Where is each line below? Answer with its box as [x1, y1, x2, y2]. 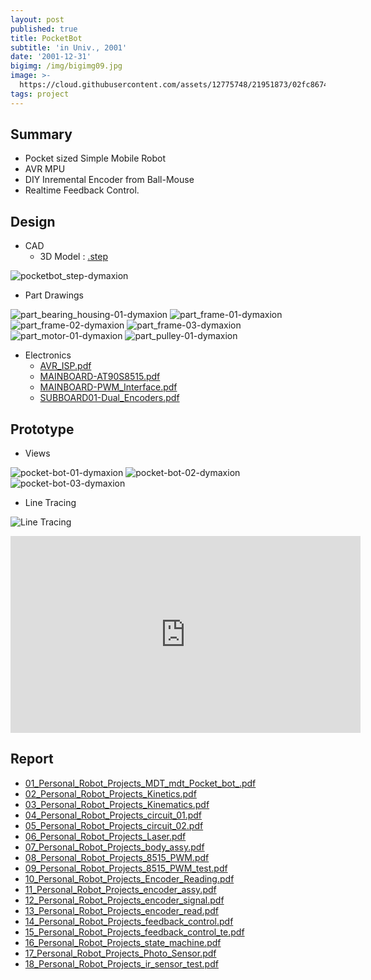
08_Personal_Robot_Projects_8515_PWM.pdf [24, 851, 210, 863]
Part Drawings [24, 289, 84, 301]
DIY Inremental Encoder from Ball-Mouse [24, 174, 195, 186]
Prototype [10, 421, 75, 438]
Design [10, 213, 56, 230]
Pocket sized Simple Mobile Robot [24, 152, 167, 165]
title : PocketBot [10, 33, 83, 43]
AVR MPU [24, 163, 66, 175]
